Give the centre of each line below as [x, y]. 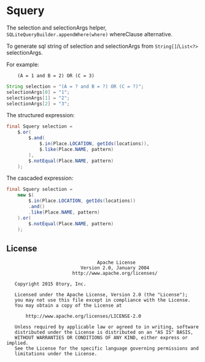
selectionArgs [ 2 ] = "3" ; [38, 104]
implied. [17, 343]
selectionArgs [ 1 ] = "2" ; [38, 98]
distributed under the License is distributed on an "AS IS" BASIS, [104, 333]
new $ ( [26, 195]
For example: [23, 64]
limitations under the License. [56, 354]
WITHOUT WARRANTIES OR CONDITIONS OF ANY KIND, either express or [101, 338]
